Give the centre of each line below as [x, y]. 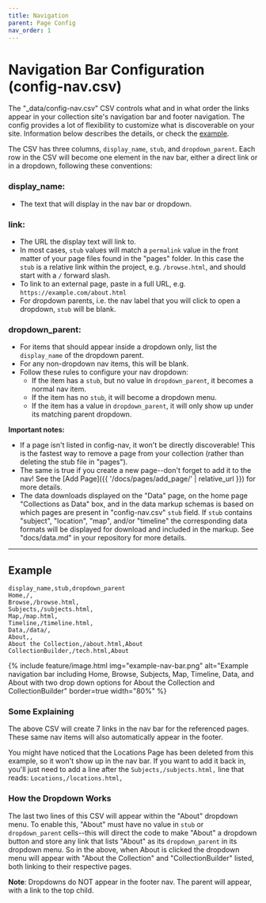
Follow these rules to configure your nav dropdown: [104, 372]
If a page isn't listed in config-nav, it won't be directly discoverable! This [137, 445]
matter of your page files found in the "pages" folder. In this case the [132, 258]
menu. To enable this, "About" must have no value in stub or [106, 824]
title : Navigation [38, 15]
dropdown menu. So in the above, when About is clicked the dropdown [124, 849]
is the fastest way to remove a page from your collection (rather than [131, 454]
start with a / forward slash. [65, 275]
